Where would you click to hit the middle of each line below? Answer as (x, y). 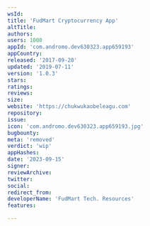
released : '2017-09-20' (42, 60)
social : (19, 185)
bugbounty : (23, 133)
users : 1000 (25, 41)
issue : (17, 119)
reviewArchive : (30, 172)
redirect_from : (30, 193)
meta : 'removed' (31, 139)
